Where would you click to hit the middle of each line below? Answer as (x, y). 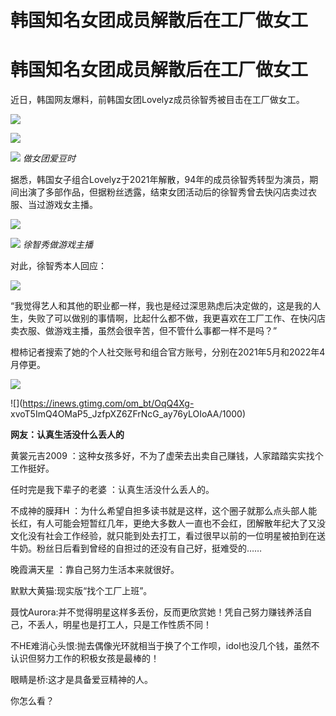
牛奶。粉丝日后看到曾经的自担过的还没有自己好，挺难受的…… (136, 548)
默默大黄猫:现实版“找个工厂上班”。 (81, 591)
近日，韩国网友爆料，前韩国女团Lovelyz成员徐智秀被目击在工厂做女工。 (157, 100)
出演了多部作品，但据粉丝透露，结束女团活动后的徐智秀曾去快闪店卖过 (163, 192)
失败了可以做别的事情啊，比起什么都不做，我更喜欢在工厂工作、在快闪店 (176, 318)
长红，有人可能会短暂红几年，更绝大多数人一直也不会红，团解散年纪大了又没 (168, 523)
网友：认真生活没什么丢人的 (67, 435)
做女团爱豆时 (49, 158)
